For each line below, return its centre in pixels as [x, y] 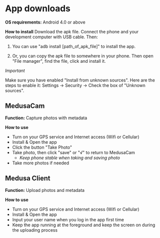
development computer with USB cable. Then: [52, 37]
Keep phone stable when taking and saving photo [70, 158]
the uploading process [35, 230]
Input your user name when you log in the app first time [68, 219]
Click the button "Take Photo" [42, 147]
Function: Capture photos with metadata [46, 118]
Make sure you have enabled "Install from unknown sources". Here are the [80, 80]
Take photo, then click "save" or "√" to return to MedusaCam [74, 152]
